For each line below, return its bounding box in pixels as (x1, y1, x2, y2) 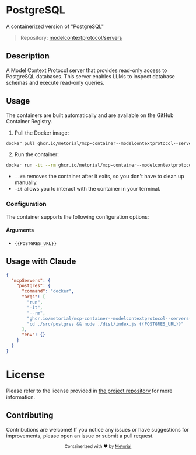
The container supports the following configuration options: (6, 213, 149, 220)
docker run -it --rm (6, 162, 57, 168)
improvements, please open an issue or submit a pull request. (6, 432, 154, 439)
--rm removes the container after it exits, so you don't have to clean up (14, 173, 185, 180)
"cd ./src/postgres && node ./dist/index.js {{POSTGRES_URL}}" (27, 321, 184, 327)
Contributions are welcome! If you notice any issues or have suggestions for (6, 426, 190, 433)
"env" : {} (21, 332, 45, 338)
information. (6, 393, 36, 401)
